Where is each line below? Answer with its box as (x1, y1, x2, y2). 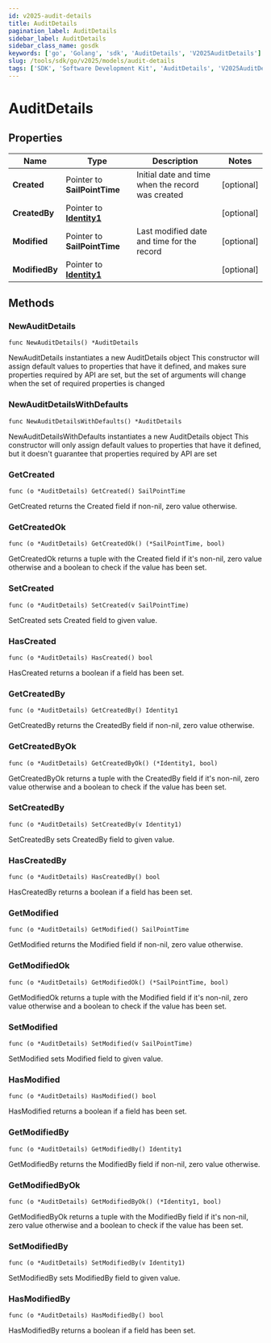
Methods (8, 297, 55, 310)
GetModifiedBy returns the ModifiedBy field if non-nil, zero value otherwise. (8, 1159, 261, 1168)
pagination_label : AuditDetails (8, 27, 117, 35)
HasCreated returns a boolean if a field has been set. (8, 667, 184, 677)
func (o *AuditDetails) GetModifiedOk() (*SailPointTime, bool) (8, 979, 229, 987)
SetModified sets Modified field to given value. (8, 1054, 164, 1063)
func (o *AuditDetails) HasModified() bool (8, 1093, 157, 1101)
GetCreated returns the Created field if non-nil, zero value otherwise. (8, 502, 238, 512)
